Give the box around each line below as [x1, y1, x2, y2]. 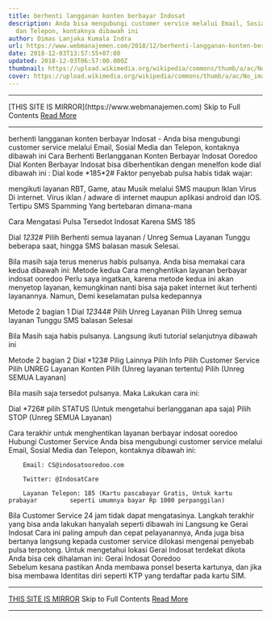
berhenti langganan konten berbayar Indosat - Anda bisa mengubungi [8, 134, 240, 143]
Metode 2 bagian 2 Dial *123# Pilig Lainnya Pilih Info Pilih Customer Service [8, 355, 261, 365]
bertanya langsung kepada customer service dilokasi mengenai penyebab [8, 536, 254, 546]
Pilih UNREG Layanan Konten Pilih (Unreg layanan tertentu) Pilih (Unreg [8, 363, 244, 373]
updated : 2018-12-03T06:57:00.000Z [8, 57, 128, 66]
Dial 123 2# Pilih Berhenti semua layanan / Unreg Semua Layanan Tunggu [8, 232, 251, 242]
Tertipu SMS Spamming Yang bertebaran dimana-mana [8, 201, 192, 210]
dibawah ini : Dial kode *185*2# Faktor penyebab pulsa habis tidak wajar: [8, 167, 253, 178]
